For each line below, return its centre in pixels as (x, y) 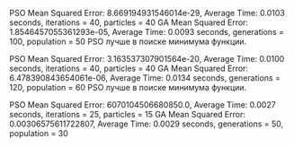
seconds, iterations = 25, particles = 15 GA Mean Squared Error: (127, 114)
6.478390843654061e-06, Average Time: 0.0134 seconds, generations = (145, 78)
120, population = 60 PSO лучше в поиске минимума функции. (128, 87)
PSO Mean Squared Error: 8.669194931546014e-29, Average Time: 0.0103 (147, 13)
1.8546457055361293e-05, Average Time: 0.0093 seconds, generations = (147, 32)
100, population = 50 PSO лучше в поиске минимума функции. (128, 41)
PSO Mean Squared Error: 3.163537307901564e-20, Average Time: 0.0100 (147, 59)
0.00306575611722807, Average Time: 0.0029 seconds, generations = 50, (147, 124)
